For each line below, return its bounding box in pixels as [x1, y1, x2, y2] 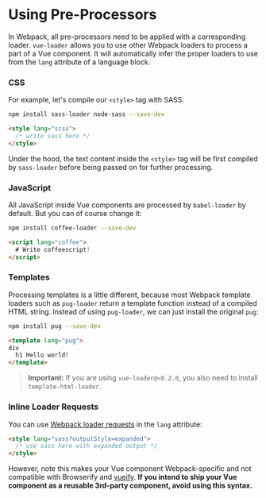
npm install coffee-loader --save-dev [8, 224, 137, 232]
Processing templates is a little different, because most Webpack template [8, 290, 251, 299]
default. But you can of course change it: [8, 209, 142, 218]
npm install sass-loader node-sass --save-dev [8, 110, 165, 118]
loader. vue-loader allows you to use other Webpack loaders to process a [8, 40, 249, 49]
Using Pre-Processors [8, 6, 157, 24]
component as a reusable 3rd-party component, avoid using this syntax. [8, 481, 253, 490]
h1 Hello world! [15, 351, 69, 359]
